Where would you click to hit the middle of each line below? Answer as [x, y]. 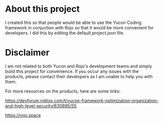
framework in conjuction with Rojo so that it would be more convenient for [79, 27]
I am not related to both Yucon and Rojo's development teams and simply [79, 66]
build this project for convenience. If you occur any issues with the [72, 71]
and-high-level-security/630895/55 [41, 105]
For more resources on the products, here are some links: [63, 91]
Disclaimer [27, 53]
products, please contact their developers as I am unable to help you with [79, 76]
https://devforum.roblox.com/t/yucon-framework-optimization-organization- [82, 101]
